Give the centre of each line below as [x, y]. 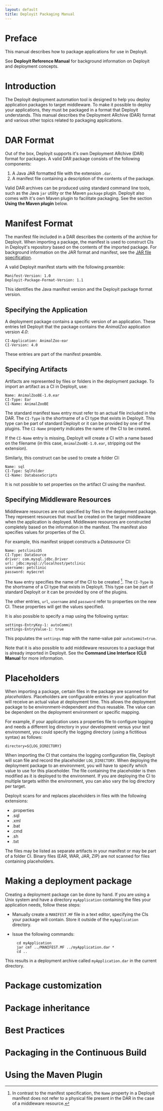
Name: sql [15, 466]
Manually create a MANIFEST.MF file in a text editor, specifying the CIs [80, 914]
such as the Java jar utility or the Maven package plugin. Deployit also [75, 193]
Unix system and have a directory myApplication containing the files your [78, 900]
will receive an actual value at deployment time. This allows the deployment [81, 702]
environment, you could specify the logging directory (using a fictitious [76, 732]
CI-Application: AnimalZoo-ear [37, 341]
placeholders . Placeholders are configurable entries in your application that [81, 697]
